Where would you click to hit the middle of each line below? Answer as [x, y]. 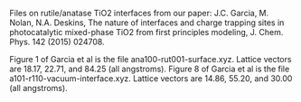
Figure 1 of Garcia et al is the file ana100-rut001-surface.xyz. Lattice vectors [150, 59]
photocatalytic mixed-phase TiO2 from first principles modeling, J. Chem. [146, 32]
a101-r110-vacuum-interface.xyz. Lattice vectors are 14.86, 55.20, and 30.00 [151, 79]
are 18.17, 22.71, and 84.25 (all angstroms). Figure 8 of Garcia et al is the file [150, 69]
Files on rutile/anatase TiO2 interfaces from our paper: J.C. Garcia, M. [139, 13]
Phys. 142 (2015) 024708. [57, 42]
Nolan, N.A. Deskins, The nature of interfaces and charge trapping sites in [147, 23]
